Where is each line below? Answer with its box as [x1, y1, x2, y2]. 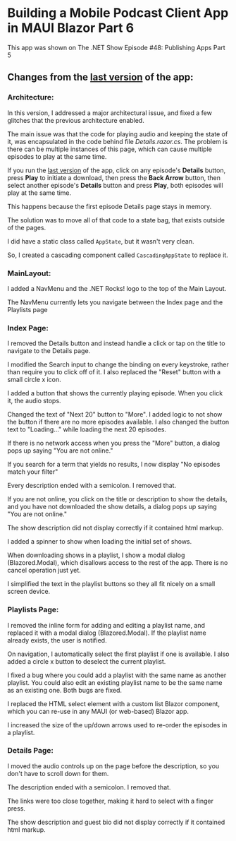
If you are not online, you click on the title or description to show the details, [7, 495, 228, 503]
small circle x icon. [7, 376, 61, 384]
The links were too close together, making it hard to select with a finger [7, 797, 213, 805]
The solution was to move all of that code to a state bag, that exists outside [7, 215, 225, 224]
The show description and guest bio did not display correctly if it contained [7, 818, 225, 826]
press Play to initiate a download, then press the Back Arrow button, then [7, 173, 221, 181]
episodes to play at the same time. [7, 152, 107, 160]
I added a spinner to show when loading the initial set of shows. [7, 537, 192, 546]
